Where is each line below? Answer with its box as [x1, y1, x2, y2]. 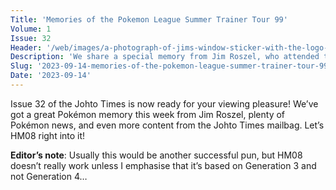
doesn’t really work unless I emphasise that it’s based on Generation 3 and [10, 159, 317, 171]
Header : [10, 42, 43, 53]
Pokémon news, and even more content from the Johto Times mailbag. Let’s [10, 119, 325, 131]
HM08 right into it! [10, 129, 86, 141]
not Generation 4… [10, 170, 88, 182]
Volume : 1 [10, 24, 52, 34]
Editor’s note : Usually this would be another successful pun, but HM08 [10, 149, 303, 161]
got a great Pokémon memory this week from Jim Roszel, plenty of [10, 108, 286, 120]
